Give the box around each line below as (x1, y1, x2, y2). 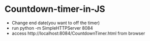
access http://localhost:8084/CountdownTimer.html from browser (11, 30, 146, 36)
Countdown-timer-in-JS (4, 3, 105, 15)
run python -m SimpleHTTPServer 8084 (11, 25, 93, 31)
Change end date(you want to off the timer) (11, 20, 100, 26)
